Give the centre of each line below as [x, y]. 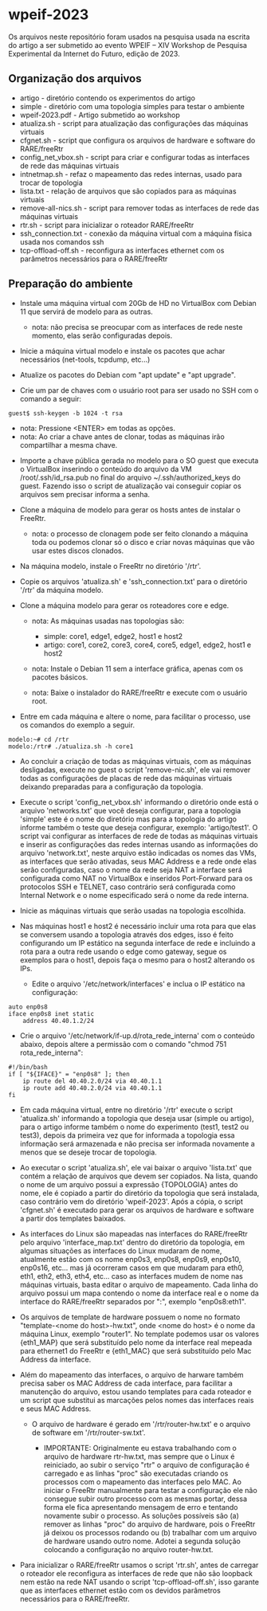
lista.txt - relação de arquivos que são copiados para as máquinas [128, 191]
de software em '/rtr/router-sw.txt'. [88, 1433]
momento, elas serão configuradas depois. [102, 335]
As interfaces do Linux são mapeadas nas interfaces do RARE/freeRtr [134, 1233]
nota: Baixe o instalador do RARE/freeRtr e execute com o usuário [139, 692]
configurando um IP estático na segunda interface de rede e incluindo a [137, 943]
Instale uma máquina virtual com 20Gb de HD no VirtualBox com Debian [138, 303]
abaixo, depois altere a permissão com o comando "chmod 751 [123, 1044]
